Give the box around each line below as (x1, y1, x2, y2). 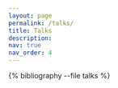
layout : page (8, 11, 53, 20)
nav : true (8, 42, 42, 50)
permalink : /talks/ (8, 19, 74, 27)
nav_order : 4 (8, 49, 53, 57)
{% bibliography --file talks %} (8, 71, 111, 80)
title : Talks (8, 26, 53, 34)
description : (8, 34, 53, 42)
